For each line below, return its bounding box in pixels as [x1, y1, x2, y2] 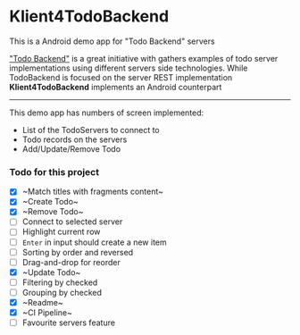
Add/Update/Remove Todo [21, 143, 121, 154]
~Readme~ [21, 297, 64, 307]
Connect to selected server [21, 216, 123, 227]
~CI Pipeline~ [21, 306, 73, 318]
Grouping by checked [21, 287, 103, 297]
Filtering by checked [21, 277, 98, 288]
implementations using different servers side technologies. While [9, 63, 248, 73]
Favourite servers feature [21, 317, 116, 328]
